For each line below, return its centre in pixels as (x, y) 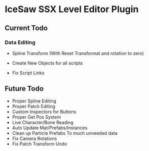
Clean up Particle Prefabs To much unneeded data (65, 133)
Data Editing (20, 42)
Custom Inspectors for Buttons (44, 112)
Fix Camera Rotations (34, 138)
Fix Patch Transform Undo (40, 144)
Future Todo (24, 89)
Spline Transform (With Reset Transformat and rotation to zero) (78, 53)
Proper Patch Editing (33, 106)
